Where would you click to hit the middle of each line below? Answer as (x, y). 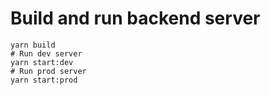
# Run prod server (48, 71)
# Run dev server (46, 53)
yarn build (33, 45)
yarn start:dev (42, 62)
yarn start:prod (44, 80)
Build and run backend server (135, 18)
